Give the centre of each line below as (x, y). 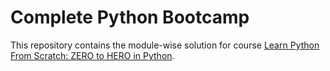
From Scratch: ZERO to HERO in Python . (92, 55)
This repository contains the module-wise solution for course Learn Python (165, 45)
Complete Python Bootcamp (130, 17)
